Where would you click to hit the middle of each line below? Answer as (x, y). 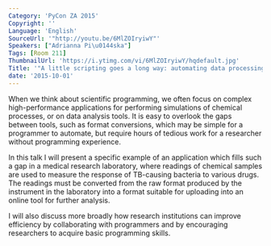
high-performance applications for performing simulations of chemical (125, 107)
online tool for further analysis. (59, 200)
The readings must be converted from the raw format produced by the (125, 183)
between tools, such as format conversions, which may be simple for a (126, 124)
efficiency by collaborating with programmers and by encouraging (118, 224)
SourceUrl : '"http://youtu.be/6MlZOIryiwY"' (84, 38)
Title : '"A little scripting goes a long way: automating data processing (137, 69)
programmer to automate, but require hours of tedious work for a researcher (135, 133)
